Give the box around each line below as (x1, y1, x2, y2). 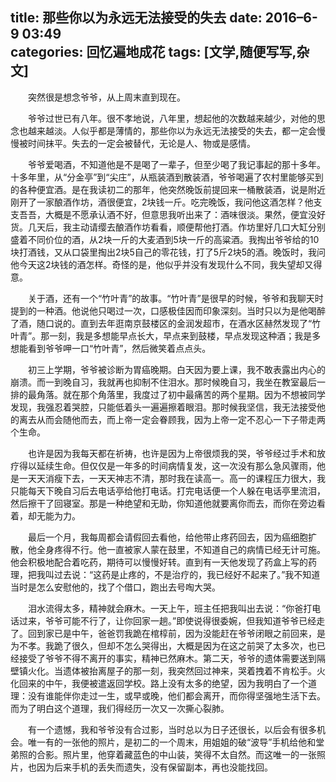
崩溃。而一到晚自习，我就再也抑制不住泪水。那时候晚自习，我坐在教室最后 (10, 376, 317, 388)
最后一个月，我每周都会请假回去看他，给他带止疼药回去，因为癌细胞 (27, 531, 308, 543)
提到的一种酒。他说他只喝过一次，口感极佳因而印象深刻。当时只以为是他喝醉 (10, 304, 326, 317)
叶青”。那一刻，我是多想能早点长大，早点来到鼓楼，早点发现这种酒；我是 (10, 329, 313, 342)
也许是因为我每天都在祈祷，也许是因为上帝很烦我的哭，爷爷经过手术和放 (27, 447, 326, 459)
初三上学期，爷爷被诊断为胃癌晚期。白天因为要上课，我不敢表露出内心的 (27, 363, 326, 375)
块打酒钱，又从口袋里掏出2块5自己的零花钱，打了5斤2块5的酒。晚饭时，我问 (10, 246, 326, 258)
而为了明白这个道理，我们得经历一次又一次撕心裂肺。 (10, 702, 230, 714)
